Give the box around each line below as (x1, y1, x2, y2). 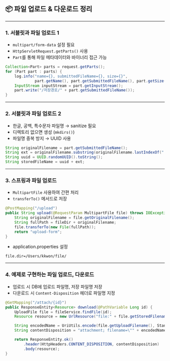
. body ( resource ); (23, 346, 60, 351)
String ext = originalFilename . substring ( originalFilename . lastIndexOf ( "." (5, 150, 168, 155)
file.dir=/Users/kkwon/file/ (5, 254, 67, 259)
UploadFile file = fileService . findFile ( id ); (14, 310, 112, 315)
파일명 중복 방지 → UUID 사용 (12, 135, 71, 141)
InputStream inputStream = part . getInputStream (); (14, 83, 123, 88)
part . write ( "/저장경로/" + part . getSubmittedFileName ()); (14, 88, 135, 93)
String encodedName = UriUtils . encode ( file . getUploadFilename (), (14, 323, 155, 328)
